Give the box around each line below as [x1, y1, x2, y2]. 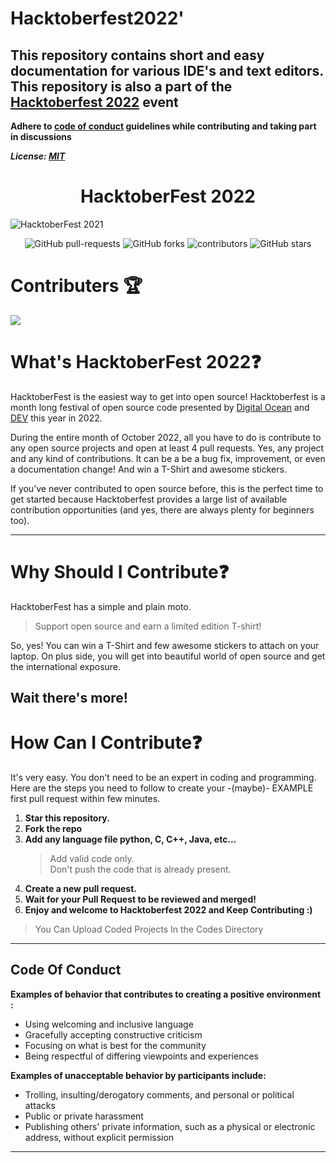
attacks [24, 1099, 56, 1111]
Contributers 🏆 [10, 275, 143, 297]
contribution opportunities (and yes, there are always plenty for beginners [10, 503, 315, 516]
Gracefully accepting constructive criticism [24, 1028, 203, 1041]
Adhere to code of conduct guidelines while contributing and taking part [10, 120, 317, 132]
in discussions [10, 131, 72, 142]
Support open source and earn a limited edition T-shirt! [34, 620, 262, 632]
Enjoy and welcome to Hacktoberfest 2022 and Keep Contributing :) [24, 904, 313, 916]
